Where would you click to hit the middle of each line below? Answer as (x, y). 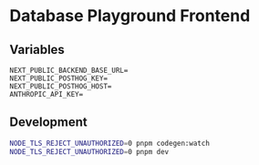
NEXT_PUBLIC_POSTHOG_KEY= (58, 78)
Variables (37, 50)
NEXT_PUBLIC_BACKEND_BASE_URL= (69, 70)
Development (49, 123)
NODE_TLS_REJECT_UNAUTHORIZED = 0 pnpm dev (89, 151)
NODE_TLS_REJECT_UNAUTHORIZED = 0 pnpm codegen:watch (109, 143)
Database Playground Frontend (130, 16)
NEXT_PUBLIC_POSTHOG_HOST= (61, 87)
